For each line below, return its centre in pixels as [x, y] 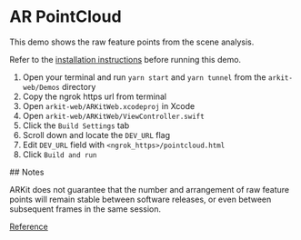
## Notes [27, 172]
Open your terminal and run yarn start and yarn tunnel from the [144, 77]
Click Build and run [60, 154]
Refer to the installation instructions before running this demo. [125, 59]
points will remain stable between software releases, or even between [140, 199]
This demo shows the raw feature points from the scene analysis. [132, 42]
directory [79, 86]
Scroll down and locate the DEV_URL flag [96, 135]
